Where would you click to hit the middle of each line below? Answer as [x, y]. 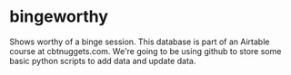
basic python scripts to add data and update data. [103, 61]
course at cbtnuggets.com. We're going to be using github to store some [145, 51]
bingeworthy [59, 17]
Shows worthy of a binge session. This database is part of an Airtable [140, 42]
